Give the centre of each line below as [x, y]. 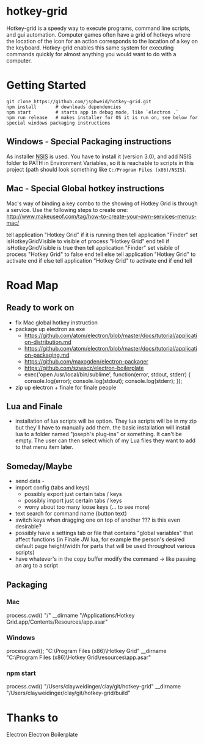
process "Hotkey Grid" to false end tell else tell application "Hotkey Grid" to [101, 254]
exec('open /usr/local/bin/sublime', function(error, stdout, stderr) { [107, 374]
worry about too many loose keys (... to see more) [87, 507]
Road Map [33, 285]
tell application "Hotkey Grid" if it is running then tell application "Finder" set [102, 235]
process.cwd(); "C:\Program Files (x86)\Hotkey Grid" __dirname [86, 651]
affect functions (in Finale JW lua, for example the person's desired [100, 539]
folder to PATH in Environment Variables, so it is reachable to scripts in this [100, 162]
